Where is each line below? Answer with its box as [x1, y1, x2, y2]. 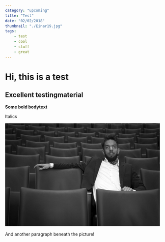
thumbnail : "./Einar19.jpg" [5, 24, 63, 29]
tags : [5, 29, 16, 34]
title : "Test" [5, 13, 34, 18]
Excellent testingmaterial [5, 91, 83, 99]
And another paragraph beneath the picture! [5, 231, 95, 237]
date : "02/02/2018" [5, 18, 45, 23]
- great [14, 49, 29, 54]
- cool [14, 39, 27, 44]
